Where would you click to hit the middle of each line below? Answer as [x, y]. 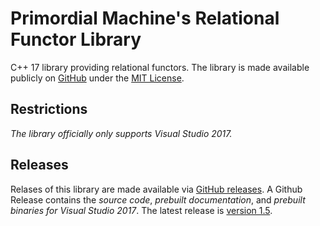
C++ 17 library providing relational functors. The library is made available [160, 67]
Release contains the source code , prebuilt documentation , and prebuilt [158, 199]
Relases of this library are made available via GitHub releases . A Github [156, 189]
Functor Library [76, 39]
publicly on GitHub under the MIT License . [97, 78]
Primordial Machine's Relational [145, 18]
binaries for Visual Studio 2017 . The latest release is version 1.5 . [141, 210]
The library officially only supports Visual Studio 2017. [121, 133]
